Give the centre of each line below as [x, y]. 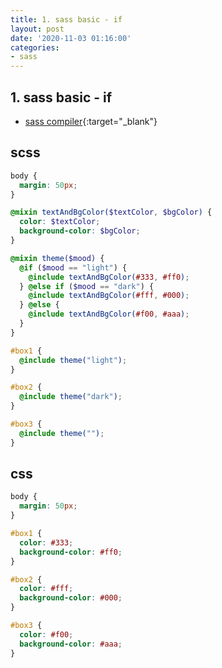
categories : [35, 47]
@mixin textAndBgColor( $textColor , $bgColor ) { [111, 212]
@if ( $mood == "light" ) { [73, 267]
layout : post [37, 29]
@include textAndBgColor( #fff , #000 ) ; [109, 296]
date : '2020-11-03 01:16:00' [71, 38]
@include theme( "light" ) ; [73, 360]
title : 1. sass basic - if [66, 19]
